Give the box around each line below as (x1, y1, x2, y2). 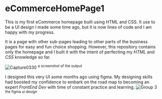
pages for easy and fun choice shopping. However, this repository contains (5, 44, 156, 49)
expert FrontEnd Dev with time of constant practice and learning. (5, 84, 135, 90)
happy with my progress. (5, 29, 55, 35)
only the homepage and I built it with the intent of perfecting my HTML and (5, 49, 155, 55)
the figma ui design (5, 89, 37, 94)
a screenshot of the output (37, 64, 82, 68)
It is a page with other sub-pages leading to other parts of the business (5, 38, 148, 44)
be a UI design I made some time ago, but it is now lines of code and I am (5, 24, 152, 30)
